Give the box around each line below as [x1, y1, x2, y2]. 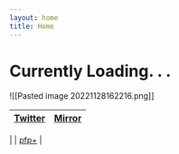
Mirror [53, 112, 82, 125]
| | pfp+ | [9, 135, 42, 146]
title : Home [9, 22, 54, 31]
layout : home [9, 13, 59, 23]
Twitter [14, 112, 46, 125]
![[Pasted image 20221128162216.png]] [9, 91, 155, 101]
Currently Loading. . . [9, 61, 172, 82]
